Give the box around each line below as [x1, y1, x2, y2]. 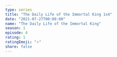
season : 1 [5, 26, 26, 31]
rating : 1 [5, 35, 26, 40]
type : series [5, 7, 32, 12]
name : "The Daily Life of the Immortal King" [5, 21, 101, 26]
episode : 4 [5, 30, 28, 35]
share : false [5, 44, 32, 49]
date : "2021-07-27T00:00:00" [5, 16, 66, 21]
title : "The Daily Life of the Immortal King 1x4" [5, 12, 113, 17]
